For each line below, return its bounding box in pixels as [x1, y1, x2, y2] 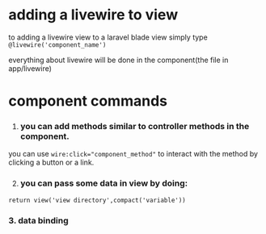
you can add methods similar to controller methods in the [19, 121, 250, 132]
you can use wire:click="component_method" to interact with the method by [8, 149, 259, 159]
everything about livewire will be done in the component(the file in [8, 55, 229, 65]
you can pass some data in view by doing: [19, 178, 188, 189]
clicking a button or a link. [8, 157, 95, 167]
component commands [8, 92, 168, 111]
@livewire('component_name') [8, 40, 107, 49]
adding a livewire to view [8, 6, 179, 24]
